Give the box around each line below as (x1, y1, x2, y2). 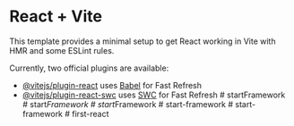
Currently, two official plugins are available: (9, 63, 169, 73)
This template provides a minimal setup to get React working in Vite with (9, 36, 276, 46)
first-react (71, 108, 109, 119)
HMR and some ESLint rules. (9, 45, 115, 55)
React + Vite (9, 6, 103, 27)
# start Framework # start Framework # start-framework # (22, 98, 234, 109)
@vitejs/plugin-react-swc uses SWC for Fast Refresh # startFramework (22, 89, 286, 100)
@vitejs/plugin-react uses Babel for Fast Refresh (22, 80, 203, 90)
